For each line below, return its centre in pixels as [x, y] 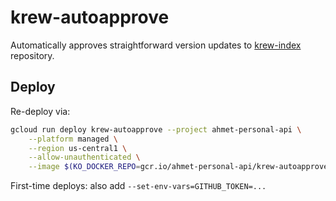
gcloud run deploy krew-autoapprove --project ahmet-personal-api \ [156, 129]
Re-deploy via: [40, 111]
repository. [32, 55]
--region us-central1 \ [78, 148]
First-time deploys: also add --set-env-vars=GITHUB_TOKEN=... [138, 186]
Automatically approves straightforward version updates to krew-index [156, 45]
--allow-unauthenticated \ [84, 157]
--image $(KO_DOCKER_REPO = [84, 167]
